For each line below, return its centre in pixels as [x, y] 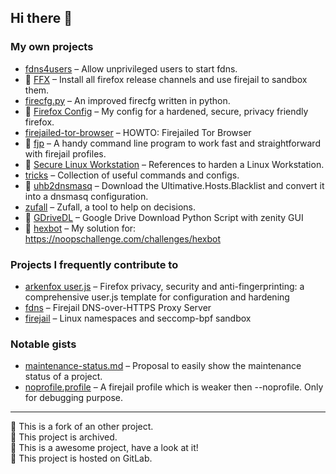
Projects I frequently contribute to [94, 264]
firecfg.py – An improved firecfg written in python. [127, 100]
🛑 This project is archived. [64, 437]
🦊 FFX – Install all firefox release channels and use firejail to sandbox [166, 79]
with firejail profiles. [65, 153]
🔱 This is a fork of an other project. [82, 427]
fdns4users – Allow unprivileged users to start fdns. [131, 68]
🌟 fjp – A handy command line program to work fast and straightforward [172, 143]
